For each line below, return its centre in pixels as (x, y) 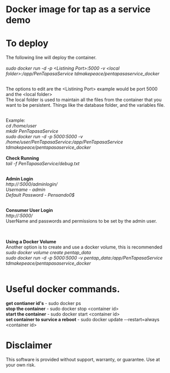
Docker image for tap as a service (78, 9)
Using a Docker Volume (31, 242)
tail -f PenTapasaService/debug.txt (43, 164)
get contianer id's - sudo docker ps (43, 303)
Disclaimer (29, 345)
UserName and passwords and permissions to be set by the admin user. (81, 221)
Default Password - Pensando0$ (40, 195)
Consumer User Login (29, 210)
